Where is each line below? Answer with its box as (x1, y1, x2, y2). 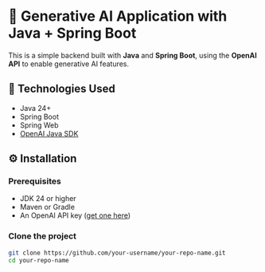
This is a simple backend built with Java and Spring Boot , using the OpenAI (8, 50, 257, 60)
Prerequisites (8, 175, 61, 187)
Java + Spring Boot (8, 24, 137, 42)
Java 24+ (19, 103, 52, 112)
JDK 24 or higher (19, 194, 77, 203)
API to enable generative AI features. (8, 59, 130, 69)
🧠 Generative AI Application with (8, 7, 228, 26)
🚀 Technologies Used (8, 82, 115, 96)
